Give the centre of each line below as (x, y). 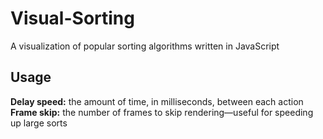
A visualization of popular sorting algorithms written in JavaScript (145, 46)
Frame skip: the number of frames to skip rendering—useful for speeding (162, 112)
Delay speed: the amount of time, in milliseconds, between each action (157, 101)
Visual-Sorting (72, 18)
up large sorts (39, 123)
